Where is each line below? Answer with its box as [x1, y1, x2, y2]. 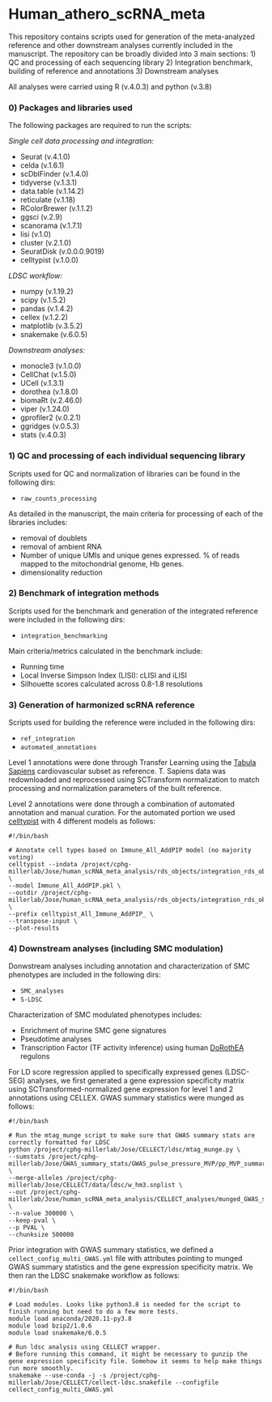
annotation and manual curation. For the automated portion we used [8, 808, 236, 818]
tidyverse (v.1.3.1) [19, 177, 78, 187]
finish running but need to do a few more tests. [8, 1308, 180, 1316]
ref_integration [19, 735, 75, 743]
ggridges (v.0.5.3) [19, 421, 80, 431]
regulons [19, 1051, 50, 1062]
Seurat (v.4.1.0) [19, 152, 70, 162]
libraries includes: [8, 517, 68, 527]
